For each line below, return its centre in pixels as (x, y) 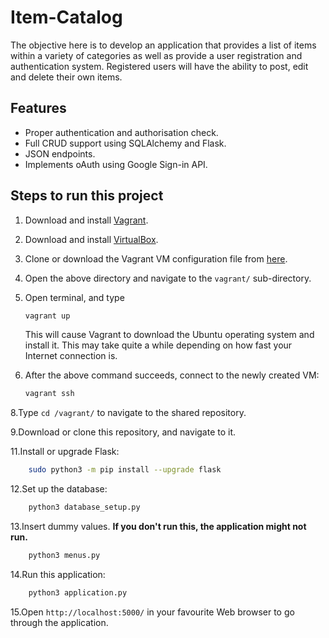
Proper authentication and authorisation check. (121, 132)
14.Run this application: (58, 574)
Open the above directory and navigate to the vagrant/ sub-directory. (168, 278)
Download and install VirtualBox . (91, 239)
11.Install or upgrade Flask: (65, 452)
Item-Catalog (66, 17)
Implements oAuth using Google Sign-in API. (116, 164)
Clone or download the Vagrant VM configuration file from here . (156, 258)
